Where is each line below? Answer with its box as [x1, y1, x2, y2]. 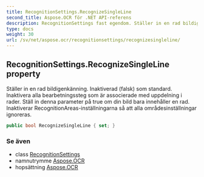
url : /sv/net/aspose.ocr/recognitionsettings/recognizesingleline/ [6, 37, 181, 43]
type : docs [6, 25, 34, 32]
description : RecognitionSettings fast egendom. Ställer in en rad [6, 20, 181, 26]
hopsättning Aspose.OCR [15, 163, 78, 170]
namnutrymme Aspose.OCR [15, 157, 85, 164]
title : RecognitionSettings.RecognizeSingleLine [6, 8, 132, 15]
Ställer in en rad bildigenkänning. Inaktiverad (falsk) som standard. [6, 85, 172, 92]
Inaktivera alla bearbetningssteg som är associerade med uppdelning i [6, 92, 182, 99]
